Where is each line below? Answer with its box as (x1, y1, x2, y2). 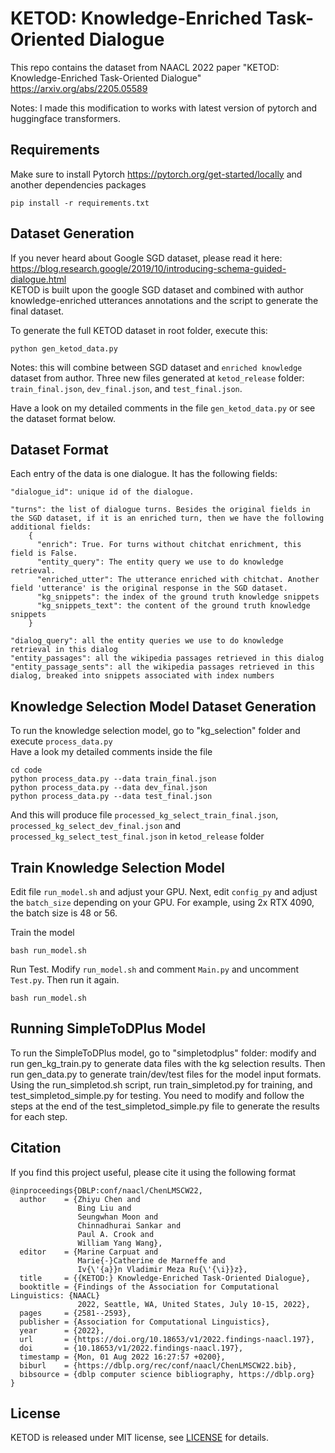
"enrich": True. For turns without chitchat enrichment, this (36, 540, 302, 550)
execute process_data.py (10, 735, 113, 747)
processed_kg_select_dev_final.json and (10, 820, 182, 832)
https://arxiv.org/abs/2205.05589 (10, 82, 148, 94)
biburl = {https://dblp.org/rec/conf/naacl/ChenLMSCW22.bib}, (19, 1360, 298, 1371)
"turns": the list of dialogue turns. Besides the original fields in (10, 505, 311, 515)
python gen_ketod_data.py (10, 343, 118, 354)
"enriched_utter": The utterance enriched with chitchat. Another (36, 575, 320, 585)
